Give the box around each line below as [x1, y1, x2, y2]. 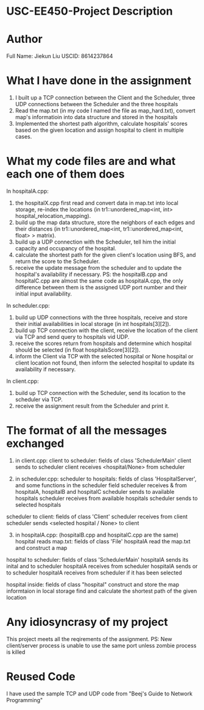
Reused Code [6, 670, 76, 684]
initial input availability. [15, 290, 72, 297]
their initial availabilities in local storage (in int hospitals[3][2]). [15, 321, 171, 327]
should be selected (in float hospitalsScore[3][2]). [15, 346, 141, 353]
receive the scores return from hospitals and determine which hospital [15, 340, 192, 347]
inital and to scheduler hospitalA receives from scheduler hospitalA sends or [6, 562, 198, 570]
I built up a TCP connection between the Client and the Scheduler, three [15, 94, 196, 101]
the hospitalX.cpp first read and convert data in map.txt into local [15, 200, 178, 206]
